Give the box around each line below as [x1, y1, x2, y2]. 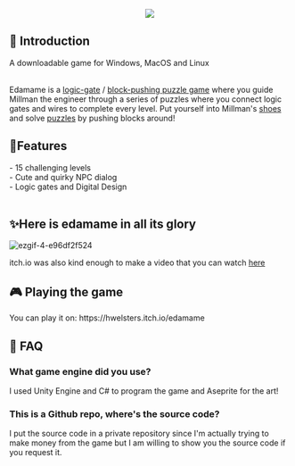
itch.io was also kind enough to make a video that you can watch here [9, 257, 266, 268]
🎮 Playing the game [9, 284, 124, 299]
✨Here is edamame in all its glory [9, 217, 196, 232]
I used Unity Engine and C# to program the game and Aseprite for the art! [9, 385, 279, 396]
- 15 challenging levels [9, 162, 92, 173]
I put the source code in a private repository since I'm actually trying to [9, 429, 269, 439]
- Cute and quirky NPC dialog [9, 171, 118, 182]
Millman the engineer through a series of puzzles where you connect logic [9, 94, 283, 104]
